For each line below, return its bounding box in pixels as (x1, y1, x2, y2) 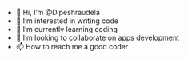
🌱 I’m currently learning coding (15, 25, 118, 33)
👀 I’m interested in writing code (15, 16, 118, 26)
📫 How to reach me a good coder (15, 42, 129, 51)
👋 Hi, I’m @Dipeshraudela (15, 8, 100, 17)
